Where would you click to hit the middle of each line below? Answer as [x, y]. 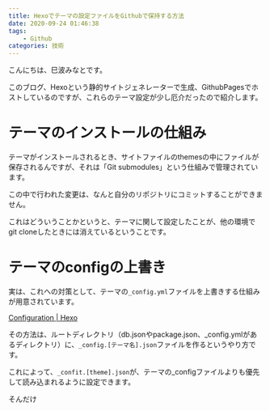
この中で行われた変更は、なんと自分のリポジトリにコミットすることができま [136, 194]
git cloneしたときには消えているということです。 [90, 232]
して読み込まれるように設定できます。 [72, 382]
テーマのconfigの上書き [87, 267]
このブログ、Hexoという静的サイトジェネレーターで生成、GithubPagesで [130, 87]
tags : [17, 31]
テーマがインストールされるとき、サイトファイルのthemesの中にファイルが [134, 157]
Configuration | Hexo [43, 318]
